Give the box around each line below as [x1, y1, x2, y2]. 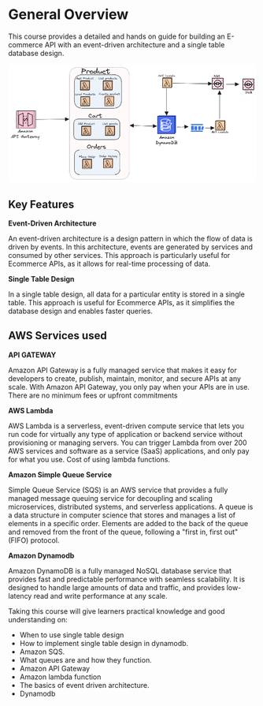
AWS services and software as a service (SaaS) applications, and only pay [8, 446, 250, 455]
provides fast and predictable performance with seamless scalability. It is [8, 574, 246, 584]
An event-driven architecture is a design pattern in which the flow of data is [8, 233, 254, 243]
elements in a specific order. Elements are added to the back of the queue [8, 518, 249, 528]
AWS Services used [8, 329, 108, 342]
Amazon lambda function [19, 672, 102, 682]
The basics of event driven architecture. [19, 680, 150, 689]
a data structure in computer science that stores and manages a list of [8, 510, 236, 520]
